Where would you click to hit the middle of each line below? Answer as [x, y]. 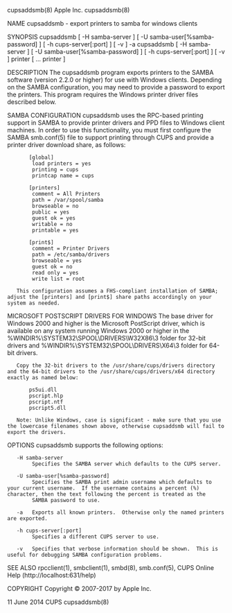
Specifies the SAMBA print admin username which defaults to [122, 482]
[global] [41, 157]
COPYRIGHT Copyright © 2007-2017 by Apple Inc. [79, 588]
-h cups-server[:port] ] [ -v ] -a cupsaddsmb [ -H [117, 44]
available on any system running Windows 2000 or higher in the [98, 331]
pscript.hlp [46, 396]
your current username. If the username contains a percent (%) [103, 488]
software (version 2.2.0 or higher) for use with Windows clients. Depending [115, 80]
